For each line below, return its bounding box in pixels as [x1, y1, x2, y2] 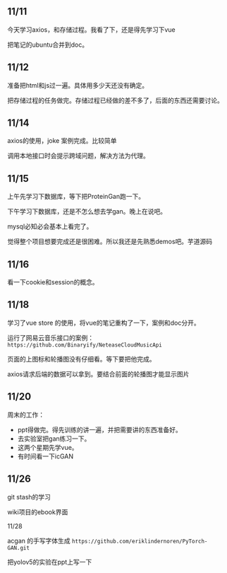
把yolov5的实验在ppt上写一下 [7, 557, 92, 566]
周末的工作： [7, 410, 44, 419]
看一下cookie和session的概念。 [7, 278, 99, 286]
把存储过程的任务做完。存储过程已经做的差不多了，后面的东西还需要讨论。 [7, 95, 223, 105]
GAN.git [7, 544, 30, 551]
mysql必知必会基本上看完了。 [7, 222, 93, 231]
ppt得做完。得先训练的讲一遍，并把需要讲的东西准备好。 [17, 425, 182, 434]
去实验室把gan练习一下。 [17, 434, 91, 443]
